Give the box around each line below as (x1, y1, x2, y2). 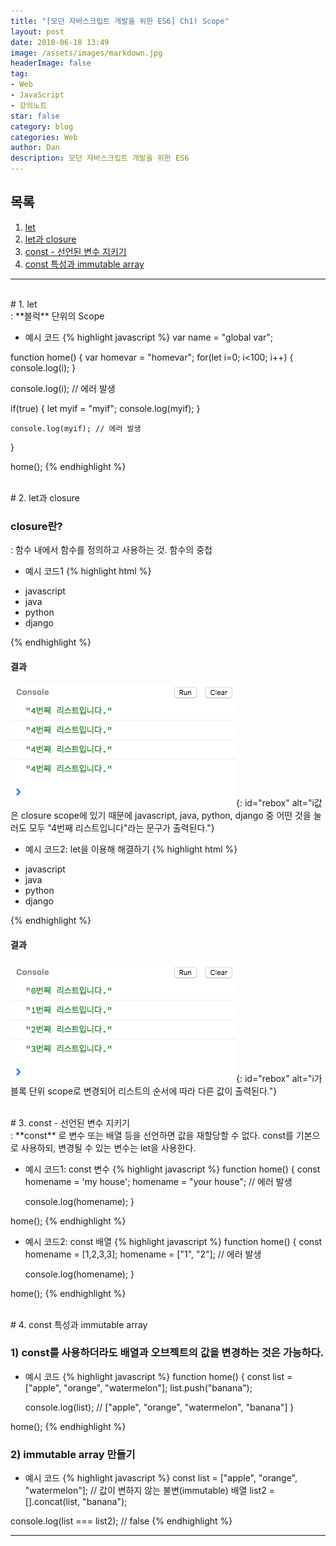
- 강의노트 (10, 100, 48, 110)
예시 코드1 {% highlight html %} (24, 565, 152, 577)
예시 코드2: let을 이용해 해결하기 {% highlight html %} (24, 843, 238, 855)
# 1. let (10, 298, 38, 310)
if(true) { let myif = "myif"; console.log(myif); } (10, 402, 201, 414)
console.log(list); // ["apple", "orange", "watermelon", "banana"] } (24, 1401, 295, 1413)
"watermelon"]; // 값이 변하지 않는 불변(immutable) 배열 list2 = (24, 1485, 275, 1497)
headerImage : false (10, 58, 92, 69)
